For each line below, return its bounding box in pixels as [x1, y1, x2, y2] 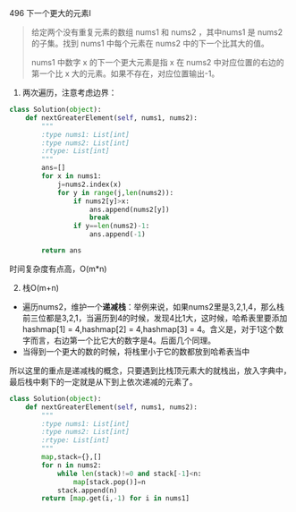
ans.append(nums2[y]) [89, 205, 170, 214]
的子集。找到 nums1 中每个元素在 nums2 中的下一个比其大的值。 [30, 38, 270, 48]
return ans [41, 246, 82, 255]
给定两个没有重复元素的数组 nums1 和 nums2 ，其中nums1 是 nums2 [30, 27, 283, 38]
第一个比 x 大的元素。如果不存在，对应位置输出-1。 [30, 68, 220, 79]
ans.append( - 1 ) [89, 230, 146, 239]
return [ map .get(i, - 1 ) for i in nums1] [41, 494, 190, 503]
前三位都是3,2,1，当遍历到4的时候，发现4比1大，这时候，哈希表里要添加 [21, 312, 288, 323]
